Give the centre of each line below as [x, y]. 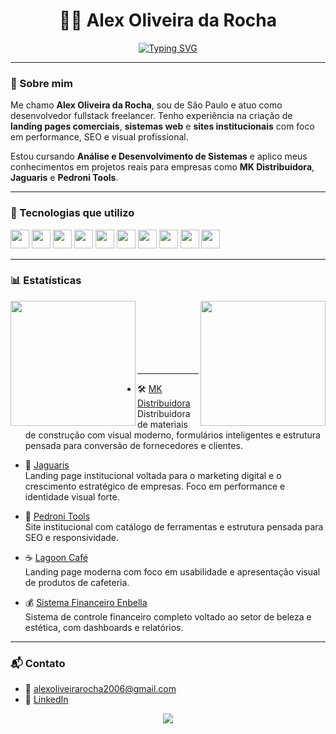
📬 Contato [38, 663]
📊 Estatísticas [46, 281]
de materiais [162, 424]
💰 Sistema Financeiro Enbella [86, 602]
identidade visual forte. [72, 496]
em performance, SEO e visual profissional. [99, 137]
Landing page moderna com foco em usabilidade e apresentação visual [172, 571]
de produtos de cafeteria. [77, 582]
